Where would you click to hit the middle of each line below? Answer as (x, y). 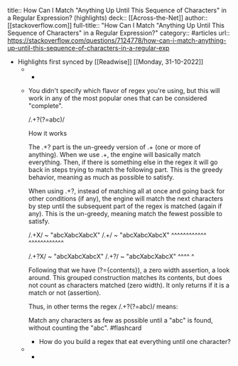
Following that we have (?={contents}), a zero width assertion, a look (129, 270)
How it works (48, 133)
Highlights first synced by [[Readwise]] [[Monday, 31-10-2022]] (110, 62)
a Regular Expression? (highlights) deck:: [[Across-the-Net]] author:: (108, 18)
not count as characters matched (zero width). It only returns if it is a (129, 285)
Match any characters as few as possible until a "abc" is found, (120, 320)
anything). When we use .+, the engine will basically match (114, 155)
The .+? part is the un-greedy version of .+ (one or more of (114, 147)
